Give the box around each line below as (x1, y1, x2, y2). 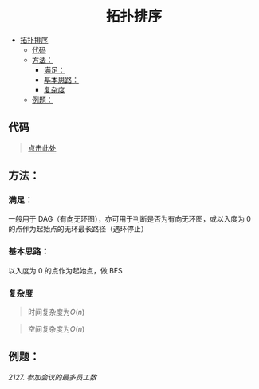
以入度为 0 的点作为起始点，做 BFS (8, 265, 124, 275)
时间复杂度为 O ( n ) (27, 308, 85, 317)
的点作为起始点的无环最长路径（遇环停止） (8, 224, 148, 234)
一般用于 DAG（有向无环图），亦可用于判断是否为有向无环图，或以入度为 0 (8, 214, 251, 224)
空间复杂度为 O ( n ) (27, 324, 85, 334)
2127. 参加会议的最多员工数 (8, 372, 97, 382)
